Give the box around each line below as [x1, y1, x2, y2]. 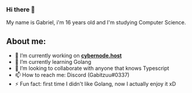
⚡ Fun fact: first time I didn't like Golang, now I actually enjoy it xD [14, 80, 176, 88]
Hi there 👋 [6, 5, 36, 14]
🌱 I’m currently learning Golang [14, 58, 91, 66]
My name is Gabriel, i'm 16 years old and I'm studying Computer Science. [6, 19, 186, 26]
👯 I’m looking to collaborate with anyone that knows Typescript [14, 65, 169, 72]
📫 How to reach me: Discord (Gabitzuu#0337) [14, 72, 130, 79]
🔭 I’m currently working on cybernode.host [14, 52, 122, 59]
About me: [6, 36, 47, 46]
